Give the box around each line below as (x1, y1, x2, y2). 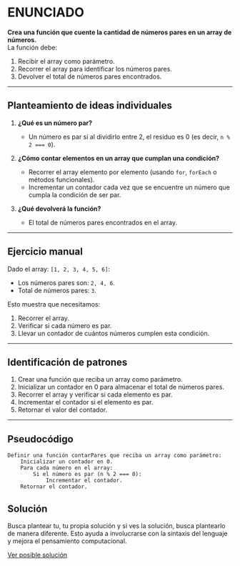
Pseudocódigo (7, 433, 74, 445)
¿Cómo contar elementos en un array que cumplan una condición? (17, 154, 220, 162)
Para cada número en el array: (20, 465, 114, 472)
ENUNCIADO (7, 4, 84, 21)
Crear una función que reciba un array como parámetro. (17, 375, 184, 384)
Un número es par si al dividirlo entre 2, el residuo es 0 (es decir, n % (28, 132, 231, 141)
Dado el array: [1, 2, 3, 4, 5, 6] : (7, 264, 111, 273)
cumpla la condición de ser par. (28, 190, 121, 199)
